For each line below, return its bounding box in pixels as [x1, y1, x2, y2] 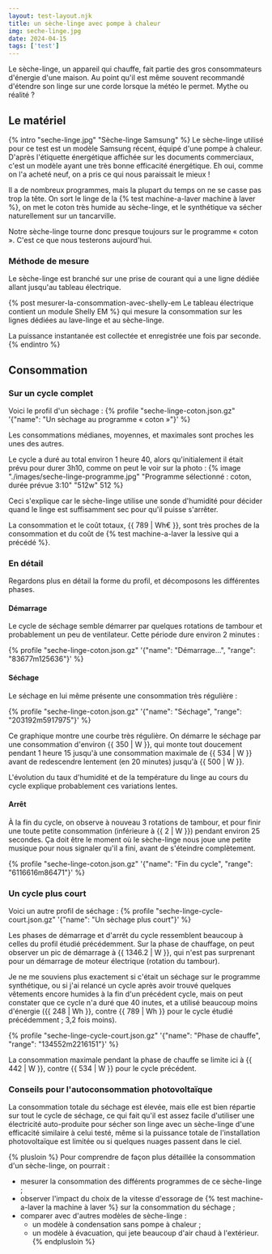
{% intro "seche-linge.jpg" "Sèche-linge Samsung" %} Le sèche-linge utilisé [8, 134, 264, 144]
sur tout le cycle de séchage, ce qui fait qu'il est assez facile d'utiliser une [8, 1111, 255, 1120]
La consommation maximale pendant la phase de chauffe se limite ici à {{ [8, 1055, 253, 1065]
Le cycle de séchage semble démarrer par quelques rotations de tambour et [8, 621, 263, 631]
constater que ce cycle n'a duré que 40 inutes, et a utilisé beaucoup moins [8, 998, 258, 1008]
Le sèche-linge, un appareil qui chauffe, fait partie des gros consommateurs [8, 64, 262, 74]
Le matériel [8, 113, 66, 127]
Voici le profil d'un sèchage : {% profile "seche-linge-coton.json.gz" [8, 406, 236, 416]
